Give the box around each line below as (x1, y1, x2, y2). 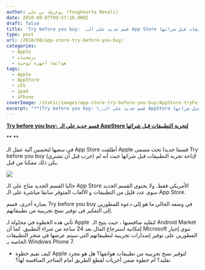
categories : (6, 43, 37, 49)
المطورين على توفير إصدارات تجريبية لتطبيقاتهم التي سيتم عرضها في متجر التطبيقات (6, 231, 198, 238)
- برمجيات (12, 54, 37, 60)
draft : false (6, 20, 40, 26)
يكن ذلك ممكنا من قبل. (6, 158, 59, 166)
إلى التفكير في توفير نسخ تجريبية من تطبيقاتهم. (6, 207, 113, 214)
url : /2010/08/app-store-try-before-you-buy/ (6, 37, 124, 43)
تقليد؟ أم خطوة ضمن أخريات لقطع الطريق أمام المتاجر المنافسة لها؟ (15, 256, 171, 263)
